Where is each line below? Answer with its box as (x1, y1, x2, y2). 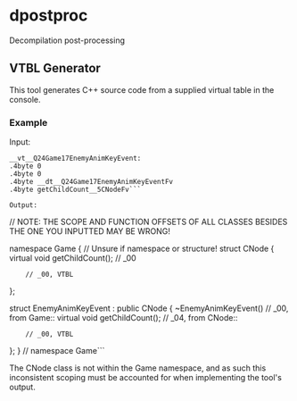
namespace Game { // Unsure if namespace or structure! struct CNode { (9, 243, 275, 255)
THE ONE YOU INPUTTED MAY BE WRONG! (9, 226, 171, 237)
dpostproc (9, 5, 88, 26)
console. (9, 94, 42, 104)
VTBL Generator (9, 61, 101, 76)
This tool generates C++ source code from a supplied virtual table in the (9, 84, 275, 95)
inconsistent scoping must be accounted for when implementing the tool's (9, 372, 283, 383)
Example (9, 116, 48, 129)
